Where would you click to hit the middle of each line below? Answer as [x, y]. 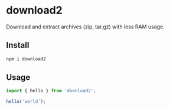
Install [18, 45]
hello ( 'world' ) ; [26, 102]
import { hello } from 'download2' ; [51, 91]
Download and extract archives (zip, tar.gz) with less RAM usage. [86, 27]
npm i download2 [26, 59]
